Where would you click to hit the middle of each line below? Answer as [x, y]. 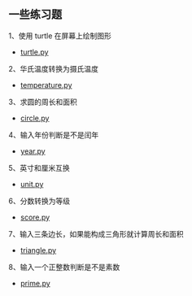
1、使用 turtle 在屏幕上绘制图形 [60, 36]
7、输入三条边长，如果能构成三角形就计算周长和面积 [96, 233]
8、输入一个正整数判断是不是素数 [64, 267]
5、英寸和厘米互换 [39, 168]
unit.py [32, 184]
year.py [33, 151]
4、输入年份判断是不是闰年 [54, 135]
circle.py [35, 118]
